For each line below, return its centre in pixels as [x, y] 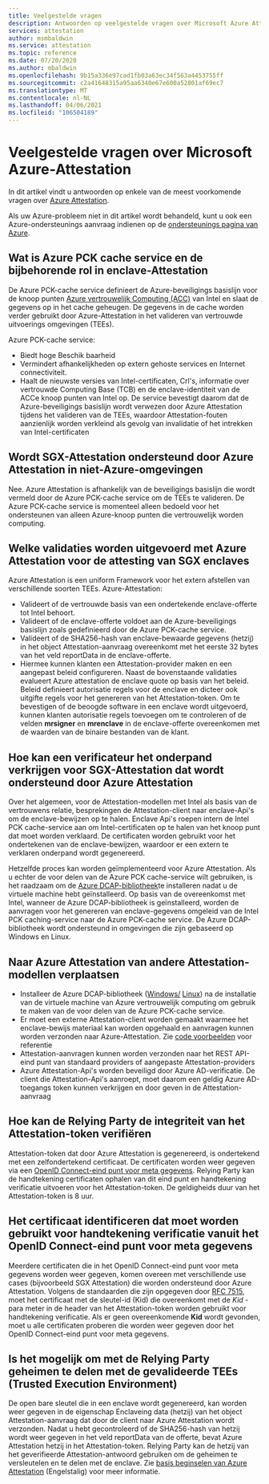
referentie [36, 1045]
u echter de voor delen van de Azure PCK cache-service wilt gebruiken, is [131, 877]
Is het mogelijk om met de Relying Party [109, 1359]
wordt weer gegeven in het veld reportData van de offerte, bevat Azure [125, 1437]
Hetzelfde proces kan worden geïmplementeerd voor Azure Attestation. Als [132, 868]
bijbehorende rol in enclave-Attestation [108, 271]
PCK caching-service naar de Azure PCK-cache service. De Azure [117, 920]
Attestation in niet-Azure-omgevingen [106, 470]
